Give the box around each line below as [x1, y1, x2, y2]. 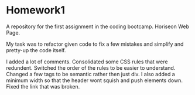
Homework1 [6, 4, 66, 17]
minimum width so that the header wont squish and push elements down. [6, 77, 183, 84]
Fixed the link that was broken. [6, 83, 80, 90]
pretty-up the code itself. [6, 46, 66, 53]
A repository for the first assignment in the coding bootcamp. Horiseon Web [6, 23, 189, 30]
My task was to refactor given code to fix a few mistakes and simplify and [6, 40, 184, 48]
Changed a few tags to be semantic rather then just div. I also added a [6, 70, 176, 77]
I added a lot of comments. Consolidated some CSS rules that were [6, 58, 168, 65]
